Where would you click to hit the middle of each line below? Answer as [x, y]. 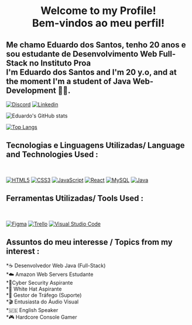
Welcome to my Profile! [98, 11]
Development [31, 90]
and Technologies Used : [52, 155]
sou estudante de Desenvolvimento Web [82, 54]
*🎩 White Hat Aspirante [34, 289]
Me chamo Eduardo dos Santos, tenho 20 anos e [96, 45]
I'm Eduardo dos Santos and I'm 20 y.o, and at [91, 72]
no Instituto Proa [60, 63]
